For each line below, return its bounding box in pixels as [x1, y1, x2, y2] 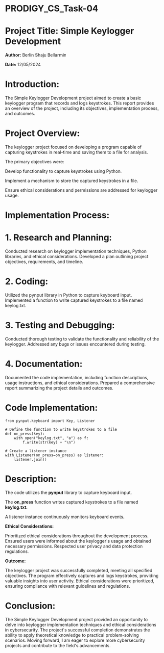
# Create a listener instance [5, 448, 67, 453]
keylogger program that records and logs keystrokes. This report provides [5, 100, 154, 106]
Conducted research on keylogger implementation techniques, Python [5, 248, 147, 254]
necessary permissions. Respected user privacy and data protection [5, 543, 143, 549]
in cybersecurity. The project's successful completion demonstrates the [5, 627, 150, 633]
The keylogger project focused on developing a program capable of [5, 144, 142, 150]
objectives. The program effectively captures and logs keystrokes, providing [5, 573, 159, 578]
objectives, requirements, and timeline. [5, 259, 84, 265]
